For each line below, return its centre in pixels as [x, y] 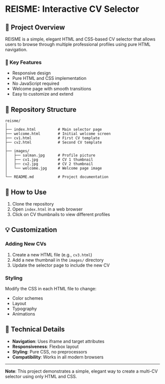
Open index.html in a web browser [47, 209]
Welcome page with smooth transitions [52, 89]
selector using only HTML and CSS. [41, 376]
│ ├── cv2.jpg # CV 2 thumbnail [49, 164]
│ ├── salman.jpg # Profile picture [50, 156]
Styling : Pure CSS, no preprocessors [50, 351]
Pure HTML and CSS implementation [49, 78]
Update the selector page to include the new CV [61, 265]
